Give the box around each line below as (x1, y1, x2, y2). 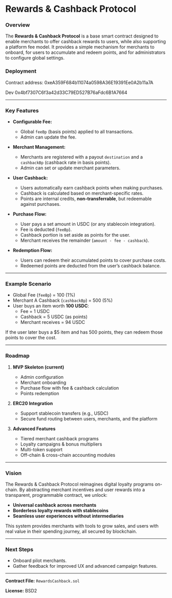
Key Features (5, 107, 39, 114)
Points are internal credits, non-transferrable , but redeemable (20, 196, 152, 202)
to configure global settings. (5, 55, 65, 61)
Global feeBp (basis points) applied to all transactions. (20, 129, 134, 135)
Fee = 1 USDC (20, 308, 50, 315)
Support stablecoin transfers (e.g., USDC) (20, 410, 109, 416)
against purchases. (20, 201, 61, 207)
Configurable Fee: (12, 119, 52, 125)
